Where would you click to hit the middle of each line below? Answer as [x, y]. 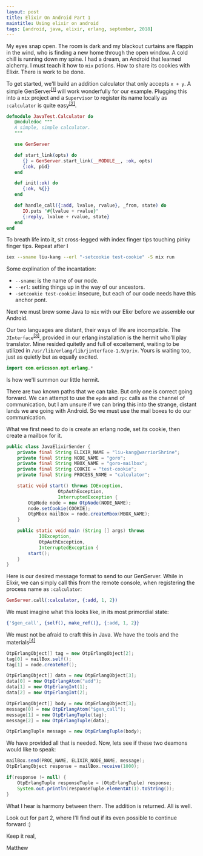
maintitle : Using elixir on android [52, 23]
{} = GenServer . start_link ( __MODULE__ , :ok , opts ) [88, 161]
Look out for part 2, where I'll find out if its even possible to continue [92, 818]
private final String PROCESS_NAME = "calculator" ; [84, 475]
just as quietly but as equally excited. [52, 357]
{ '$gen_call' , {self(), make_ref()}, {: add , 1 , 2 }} [73, 623]
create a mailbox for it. [34, 435]
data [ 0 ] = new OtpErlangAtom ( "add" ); [54, 682]
